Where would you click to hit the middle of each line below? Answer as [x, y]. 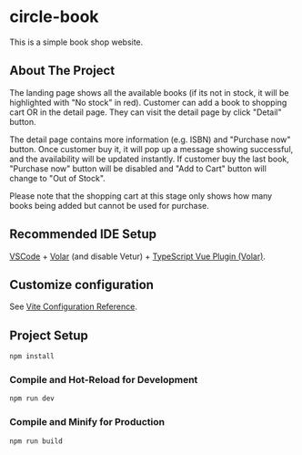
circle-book [54, 17]
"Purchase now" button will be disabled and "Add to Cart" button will [138, 168]
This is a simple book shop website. [76, 42]
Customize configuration [82, 284]
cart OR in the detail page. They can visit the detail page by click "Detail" [146, 112]
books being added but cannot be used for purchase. [109, 205]
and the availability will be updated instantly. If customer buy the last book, [149, 159]
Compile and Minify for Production [87, 422]
